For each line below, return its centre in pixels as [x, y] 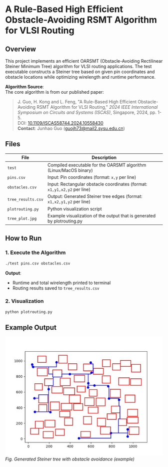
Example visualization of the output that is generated [101, 215]
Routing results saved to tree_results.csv [56, 288]
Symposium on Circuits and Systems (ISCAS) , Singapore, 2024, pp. [87, 112]
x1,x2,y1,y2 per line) [69, 202]
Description [104, 158]
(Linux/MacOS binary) [70, 170]
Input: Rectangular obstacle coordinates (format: [97, 184]
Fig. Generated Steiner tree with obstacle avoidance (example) [70, 459]
